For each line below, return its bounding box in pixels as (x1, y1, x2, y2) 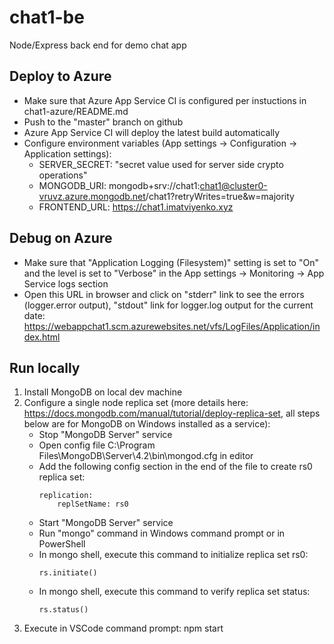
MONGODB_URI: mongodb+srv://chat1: (38, 179, 201, 191)
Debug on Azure (9, 230, 113, 247)
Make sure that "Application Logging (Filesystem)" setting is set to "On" (23, 256, 319, 268)
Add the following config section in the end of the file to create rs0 (38, 461, 313, 473)
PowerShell (38, 538, 86, 550)
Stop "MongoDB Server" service (38, 429, 173, 441)
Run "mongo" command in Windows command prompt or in (38, 527, 286, 540)
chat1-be (9, 6, 85, 29)
